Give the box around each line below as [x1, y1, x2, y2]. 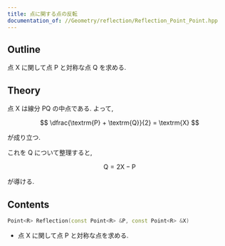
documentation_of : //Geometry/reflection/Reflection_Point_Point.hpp [7, 17, 219, 24]
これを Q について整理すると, [7, 148, 93, 157]
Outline [7, 43, 41, 56]
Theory [7, 84, 41, 96]
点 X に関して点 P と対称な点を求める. [17, 231, 129, 240]
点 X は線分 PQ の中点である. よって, [7, 104, 114, 113]
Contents [7, 198, 50, 210]
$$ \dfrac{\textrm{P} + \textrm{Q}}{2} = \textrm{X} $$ [40, 118, 199, 127]
